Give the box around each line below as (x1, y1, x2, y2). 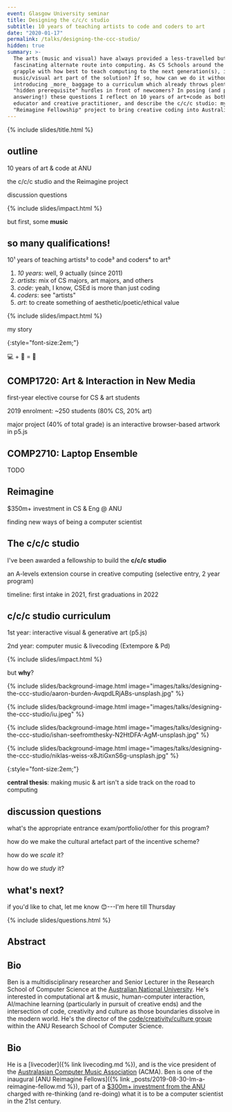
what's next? (7, 884, 64, 896)
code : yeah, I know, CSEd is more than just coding (17, 284, 160, 292)
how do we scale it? (7, 851, 64, 859)
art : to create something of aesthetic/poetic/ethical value (17, 299, 180, 307)
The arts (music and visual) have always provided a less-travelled (13, 55, 215, 62)
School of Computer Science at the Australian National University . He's (7, 986, 209, 994)
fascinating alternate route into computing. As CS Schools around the (13, 62, 224, 68)
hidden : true (7, 42, 45, 49)
